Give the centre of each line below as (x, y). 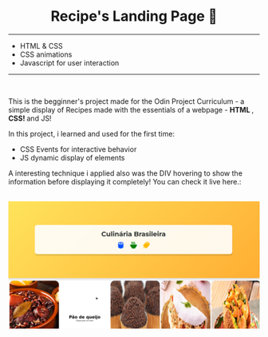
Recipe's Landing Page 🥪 (134, 16)
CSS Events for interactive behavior (78, 149)
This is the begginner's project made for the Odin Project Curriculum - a (126, 101)
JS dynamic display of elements (72, 157)
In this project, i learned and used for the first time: (92, 133)
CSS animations (46, 54)
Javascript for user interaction (69, 62)
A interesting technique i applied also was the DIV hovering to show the (126, 173)
